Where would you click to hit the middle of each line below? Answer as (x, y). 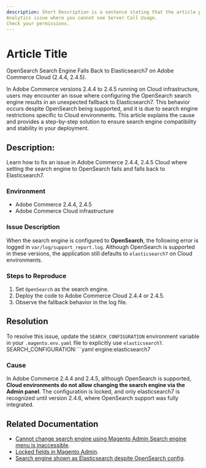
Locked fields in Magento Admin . (57, 451)
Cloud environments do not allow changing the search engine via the (96, 385)
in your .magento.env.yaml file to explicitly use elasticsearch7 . (85, 343)
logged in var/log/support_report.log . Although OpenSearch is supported (101, 247)
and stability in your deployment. (48, 128)
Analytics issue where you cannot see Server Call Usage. (82, 18)
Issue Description (33, 227)
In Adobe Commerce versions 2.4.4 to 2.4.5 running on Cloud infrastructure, (103, 89)
